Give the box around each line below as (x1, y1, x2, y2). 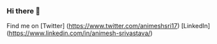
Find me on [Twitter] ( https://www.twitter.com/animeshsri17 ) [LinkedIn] (6, 22, 211, 30)
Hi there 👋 (6, 6, 41, 16)
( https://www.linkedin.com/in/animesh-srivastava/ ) (6, 29, 153, 37)
